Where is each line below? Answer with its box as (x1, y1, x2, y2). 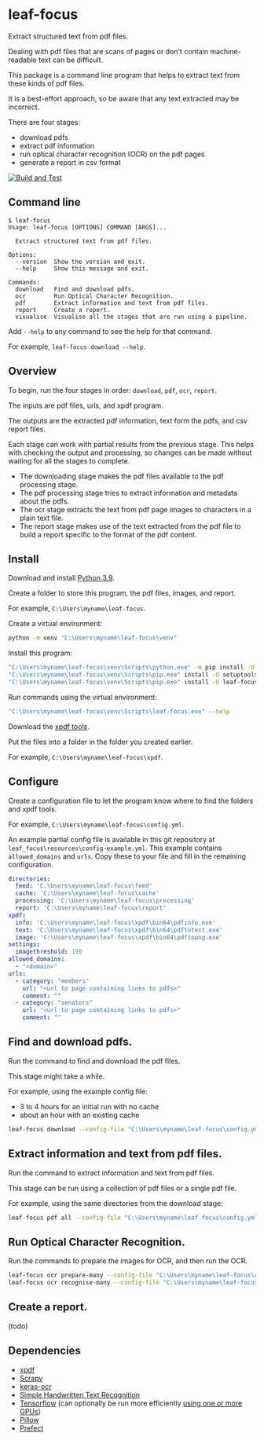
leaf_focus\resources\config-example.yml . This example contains (8, 843, 222, 852)
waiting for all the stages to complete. (8, 456, 130, 465)
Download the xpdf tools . (8, 721, 90, 731)
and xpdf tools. (8, 804, 57, 814)
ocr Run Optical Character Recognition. (15, 292, 174, 300)
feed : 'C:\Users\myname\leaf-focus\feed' (15, 882, 153, 890)
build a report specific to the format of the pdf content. (19, 529, 197, 539)
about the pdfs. (19, 496, 69, 506)
